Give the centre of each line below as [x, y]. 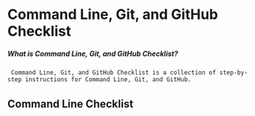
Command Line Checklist [70, 104]
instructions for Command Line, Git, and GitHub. [108, 80]
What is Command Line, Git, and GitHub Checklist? [93, 54]
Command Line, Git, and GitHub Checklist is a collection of [113, 73]
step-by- [233, 73]
